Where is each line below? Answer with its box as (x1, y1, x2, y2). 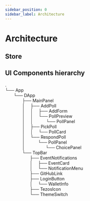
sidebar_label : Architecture (5, 12, 65, 17)
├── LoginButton (29, 176, 65, 181)
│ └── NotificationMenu (29, 165, 83, 171)
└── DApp (14, 92, 36, 98)
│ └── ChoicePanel (22, 144, 82, 150)
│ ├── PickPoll (22, 124, 57, 129)
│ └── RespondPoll (22, 134, 66, 140)
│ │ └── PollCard (22, 128, 66, 135)
